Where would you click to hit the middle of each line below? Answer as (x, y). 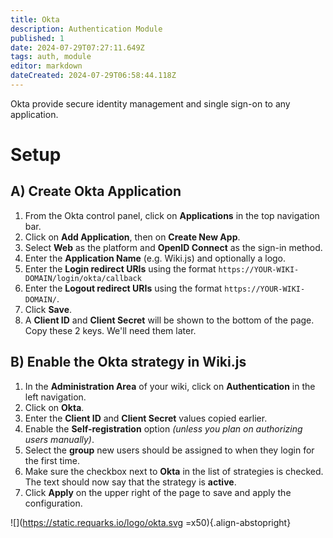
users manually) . (59, 439)
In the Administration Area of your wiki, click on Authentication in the (170, 386)
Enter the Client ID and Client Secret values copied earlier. (146, 418)
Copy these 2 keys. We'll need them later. (110, 330)
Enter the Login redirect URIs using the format (120, 268)
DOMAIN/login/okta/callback (83, 278)
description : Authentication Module (86, 29)
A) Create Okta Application (96, 191)
